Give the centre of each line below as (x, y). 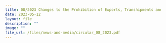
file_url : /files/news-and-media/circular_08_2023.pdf (63, 33)
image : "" (15, 28)
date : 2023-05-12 (23, 14)
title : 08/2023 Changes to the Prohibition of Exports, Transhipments (79, 10)
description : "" (22, 23)
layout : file (19, 19)
